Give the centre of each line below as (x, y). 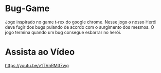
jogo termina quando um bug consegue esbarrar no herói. (63, 32)
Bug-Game (27, 9)
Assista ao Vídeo (40, 52)
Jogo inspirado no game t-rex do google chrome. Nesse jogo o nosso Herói (81, 22)
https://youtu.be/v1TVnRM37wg (37, 65)
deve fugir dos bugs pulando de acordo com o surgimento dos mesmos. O (80, 27)
